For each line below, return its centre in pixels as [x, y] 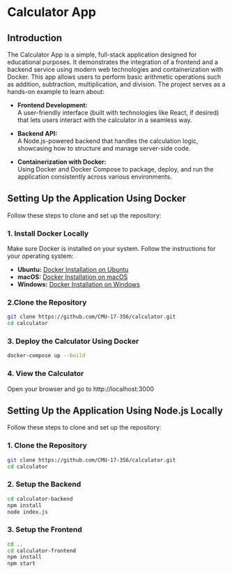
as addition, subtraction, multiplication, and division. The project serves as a [116, 84]
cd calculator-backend [40, 499]
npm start [22, 564]
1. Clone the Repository [47, 446]
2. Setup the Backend [44, 484]
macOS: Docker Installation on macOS [72, 277]
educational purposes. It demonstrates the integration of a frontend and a [113, 62]
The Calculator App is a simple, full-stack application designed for [102, 54]
